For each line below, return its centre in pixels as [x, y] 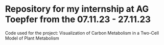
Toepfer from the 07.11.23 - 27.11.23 [78, 19]
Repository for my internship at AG [77, 9]
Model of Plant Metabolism [32, 38]
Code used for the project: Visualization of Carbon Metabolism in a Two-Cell [82, 33]
